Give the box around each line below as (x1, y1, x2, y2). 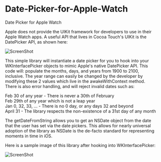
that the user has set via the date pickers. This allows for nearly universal (5, 122, 151, 129)
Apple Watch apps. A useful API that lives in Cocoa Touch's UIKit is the (5, 34, 147, 40)
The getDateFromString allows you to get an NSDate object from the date (5, 118, 151, 123)
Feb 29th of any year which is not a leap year (5, 98, 96, 103)
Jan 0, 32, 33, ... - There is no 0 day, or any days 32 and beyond (5, 103, 134, 109)
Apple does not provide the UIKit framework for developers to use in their (5, 29, 152, 34)
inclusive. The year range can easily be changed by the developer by (5, 73, 143, 79)
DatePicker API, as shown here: (5, 39, 68, 44)
